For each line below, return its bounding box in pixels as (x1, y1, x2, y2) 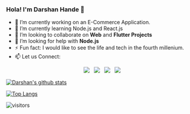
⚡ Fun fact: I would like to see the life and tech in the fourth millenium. (14, 44, 184, 51)
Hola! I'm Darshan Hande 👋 (6, 5, 84, 14)
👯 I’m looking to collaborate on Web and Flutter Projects (14, 31, 152, 38)
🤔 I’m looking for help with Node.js (14, 38, 99, 45)
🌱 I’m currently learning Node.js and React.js (14, 25, 123, 32)
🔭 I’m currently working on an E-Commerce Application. (14, 19, 150, 26)
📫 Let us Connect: (14, 53, 61, 60)
